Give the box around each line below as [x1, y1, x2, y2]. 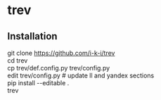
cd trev [7, 56, 28, 65]
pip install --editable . [7, 79, 70, 87]
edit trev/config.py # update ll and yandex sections [7, 71, 155, 80]
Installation [7, 30, 58, 42]
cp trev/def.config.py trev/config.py [7, 64, 110, 72]
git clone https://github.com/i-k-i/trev [7, 49, 115, 57]
